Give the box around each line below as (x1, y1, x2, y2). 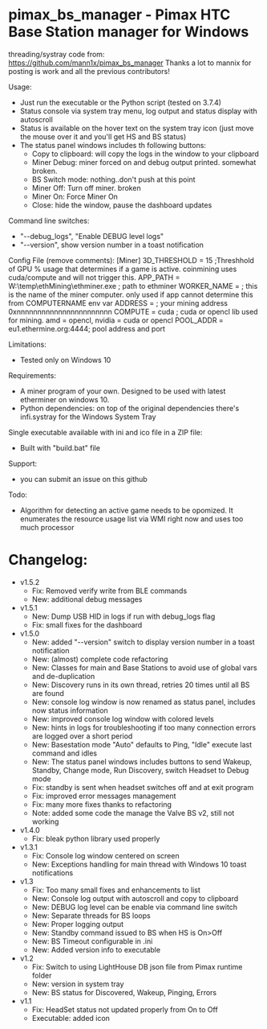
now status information (31, 706, 108, 715)
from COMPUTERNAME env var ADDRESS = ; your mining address (8, 298, 229, 307)
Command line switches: (8, 216, 90, 225)
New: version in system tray (31, 979, 124, 989)
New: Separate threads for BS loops (31, 911, 151, 920)
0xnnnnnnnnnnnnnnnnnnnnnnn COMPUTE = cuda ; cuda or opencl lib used (8, 307, 258, 316)
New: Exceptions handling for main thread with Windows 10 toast (31, 859, 247, 869)
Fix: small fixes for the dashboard (31, 619, 143, 629)
